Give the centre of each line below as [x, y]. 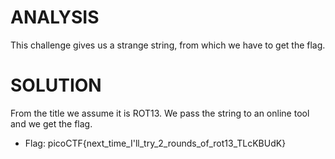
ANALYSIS [55, 17]
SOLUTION [56, 85]
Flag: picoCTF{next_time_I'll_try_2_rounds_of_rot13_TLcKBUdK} [155, 143]
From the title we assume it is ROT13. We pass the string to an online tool [160, 113]
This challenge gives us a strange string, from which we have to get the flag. [168, 45]
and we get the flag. [51, 123]
